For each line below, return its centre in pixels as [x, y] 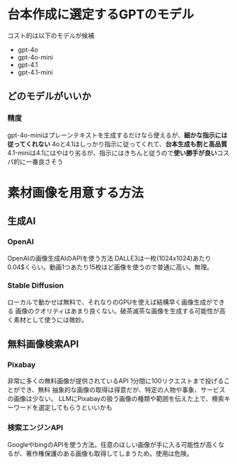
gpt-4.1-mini [35, 72]
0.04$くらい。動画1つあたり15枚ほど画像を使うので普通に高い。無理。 [110, 267]
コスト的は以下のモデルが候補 [51, 35]
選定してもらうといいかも [75, 407]
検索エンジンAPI [35, 428]
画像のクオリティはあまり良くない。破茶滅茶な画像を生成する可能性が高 [121, 311]
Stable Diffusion [36, 285]
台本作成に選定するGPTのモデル [101, 15]
